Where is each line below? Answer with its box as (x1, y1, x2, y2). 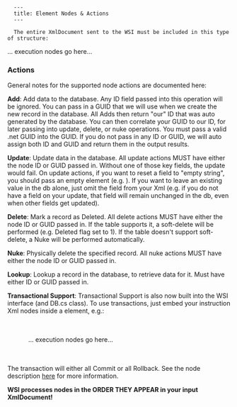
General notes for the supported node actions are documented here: (7, 81, 207, 89)
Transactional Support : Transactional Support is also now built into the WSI (7, 291, 229, 300)
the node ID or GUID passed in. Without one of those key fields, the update (7, 161, 226, 170)
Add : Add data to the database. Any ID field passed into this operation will (7, 95, 223, 104)
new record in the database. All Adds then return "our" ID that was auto (7, 110, 216, 118)
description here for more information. (7, 372, 119, 380)
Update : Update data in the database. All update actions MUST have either (7, 154, 226, 162)
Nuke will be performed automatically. (34, 235, 145, 244)
